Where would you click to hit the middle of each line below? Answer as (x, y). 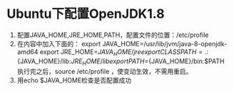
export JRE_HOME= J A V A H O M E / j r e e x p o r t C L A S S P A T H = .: (124, 52)
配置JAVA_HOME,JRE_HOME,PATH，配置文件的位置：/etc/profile (113, 35)
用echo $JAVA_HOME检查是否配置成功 (74, 80)
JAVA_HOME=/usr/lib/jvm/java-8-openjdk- (165, 43)
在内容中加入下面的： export (59, 43)
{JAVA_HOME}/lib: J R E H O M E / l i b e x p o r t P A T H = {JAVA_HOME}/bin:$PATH (121, 62)
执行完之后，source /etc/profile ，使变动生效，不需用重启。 (105, 71)
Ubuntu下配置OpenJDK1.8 (86, 14)
